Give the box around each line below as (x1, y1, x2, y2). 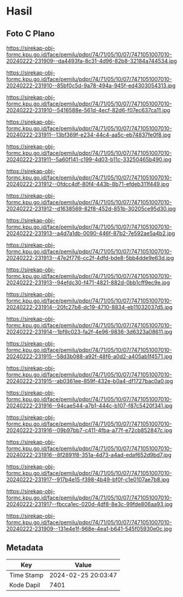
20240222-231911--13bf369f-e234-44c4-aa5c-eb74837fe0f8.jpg (6, 132, 171, 138)
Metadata (6, 542, 43, 553)
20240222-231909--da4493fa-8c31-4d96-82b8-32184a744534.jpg (6, 58, 177, 64)
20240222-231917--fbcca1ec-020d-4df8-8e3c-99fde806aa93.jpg (6, 501, 173, 507)
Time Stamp (9, 571, 44, 579)
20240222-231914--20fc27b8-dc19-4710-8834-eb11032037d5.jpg (6, 304, 173, 310)
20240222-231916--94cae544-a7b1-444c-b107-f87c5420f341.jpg (6, 402, 173, 409)
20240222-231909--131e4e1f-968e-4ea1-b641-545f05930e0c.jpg (6, 525, 172, 532)
